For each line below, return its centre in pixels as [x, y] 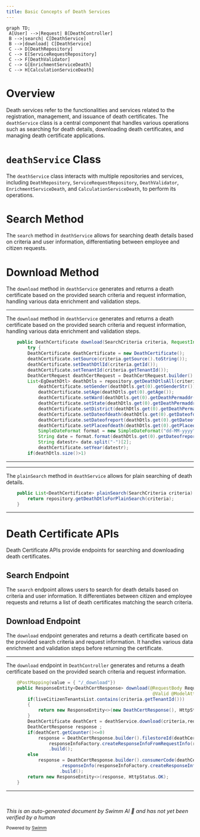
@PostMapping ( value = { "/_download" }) [66, 682]
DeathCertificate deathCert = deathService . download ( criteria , [107, 722]
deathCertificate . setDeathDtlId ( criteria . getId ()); [93, 365]
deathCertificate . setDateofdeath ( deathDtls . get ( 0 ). [103, 414]
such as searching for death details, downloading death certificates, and [95, 129]
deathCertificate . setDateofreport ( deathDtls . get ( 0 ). [104, 420]
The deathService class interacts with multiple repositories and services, [95, 176]
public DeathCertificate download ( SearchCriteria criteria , [93, 342]
